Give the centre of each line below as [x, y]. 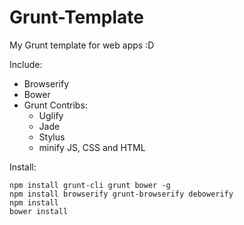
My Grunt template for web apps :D [82, 45]
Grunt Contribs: [55, 105]
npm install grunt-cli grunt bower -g [90, 185]
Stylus [52, 137]
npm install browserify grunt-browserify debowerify [121, 194]
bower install [39, 211]
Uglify [51, 115]
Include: [26, 64]
